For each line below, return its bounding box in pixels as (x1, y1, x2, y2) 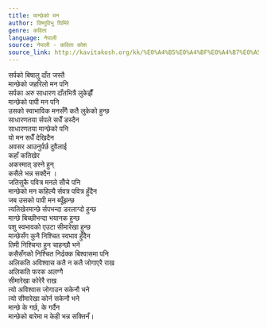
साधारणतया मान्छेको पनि (8, 124, 69, 133)
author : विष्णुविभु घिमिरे (8, 19, 70, 27)
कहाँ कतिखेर (8, 151, 40, 160)
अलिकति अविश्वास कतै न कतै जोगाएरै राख (8, 258, 115, 267)
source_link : (8, 48, 52, 56)
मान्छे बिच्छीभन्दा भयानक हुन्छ (8, 214, 80, 222)
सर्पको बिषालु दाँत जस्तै (8, 71, 65, 79)
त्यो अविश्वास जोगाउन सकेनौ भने (8, 285, 90, 294)
